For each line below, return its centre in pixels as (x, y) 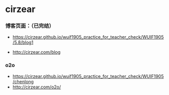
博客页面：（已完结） (30, 26)
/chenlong (23, 81)
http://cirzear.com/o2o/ (37, 87)
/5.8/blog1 (23, 42)
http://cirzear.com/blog (36, 52)
